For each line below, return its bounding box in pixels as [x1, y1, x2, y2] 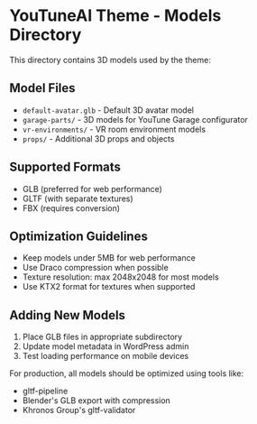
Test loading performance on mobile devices [22, 351, 189, 362]
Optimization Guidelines [9, 228, 149, 244]
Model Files [9, 80, 76, 96]
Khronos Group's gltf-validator [22, 405, 136, 416]
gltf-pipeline [22, 385, 69, 397]
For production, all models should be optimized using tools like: [9, 368, 244, 379]
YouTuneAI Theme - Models [9, 5, 222, 26]
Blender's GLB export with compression [22, 395, 171, 406]
